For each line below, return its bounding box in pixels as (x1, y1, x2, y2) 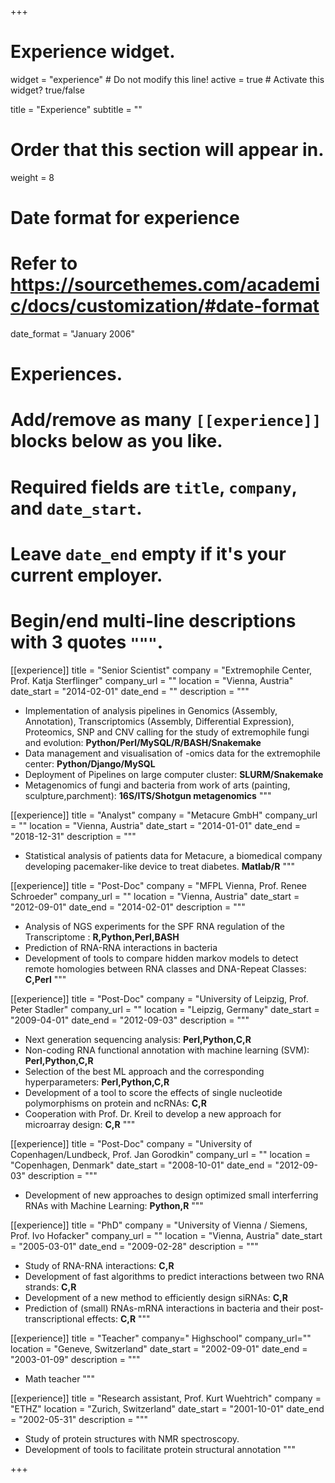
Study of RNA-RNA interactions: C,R (24, 1259, 175, 1271)
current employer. (10, 564, 163, 586)
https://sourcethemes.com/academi (10, 274, 320, 296)
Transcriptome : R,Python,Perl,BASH (24, 931, 180, 943)
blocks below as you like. (10, 430, 223, 453)
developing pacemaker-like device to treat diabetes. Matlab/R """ (24, 860, 295, 872)
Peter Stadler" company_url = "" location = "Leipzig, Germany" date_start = (10, 1003, 320, 1015)
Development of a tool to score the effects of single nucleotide (24, 1086, 283, 1098)
